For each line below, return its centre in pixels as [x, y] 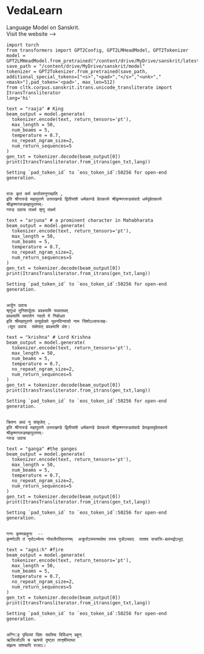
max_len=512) [99, 82]
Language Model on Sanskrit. [43, 27]
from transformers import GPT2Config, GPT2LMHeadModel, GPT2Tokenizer [97, 50]
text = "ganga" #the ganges [42, 449]
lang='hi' [19, 98]
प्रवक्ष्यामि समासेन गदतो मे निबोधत [36, 316]
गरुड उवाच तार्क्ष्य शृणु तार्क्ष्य [31, 209]
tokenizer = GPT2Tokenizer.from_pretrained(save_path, [77, 71]
